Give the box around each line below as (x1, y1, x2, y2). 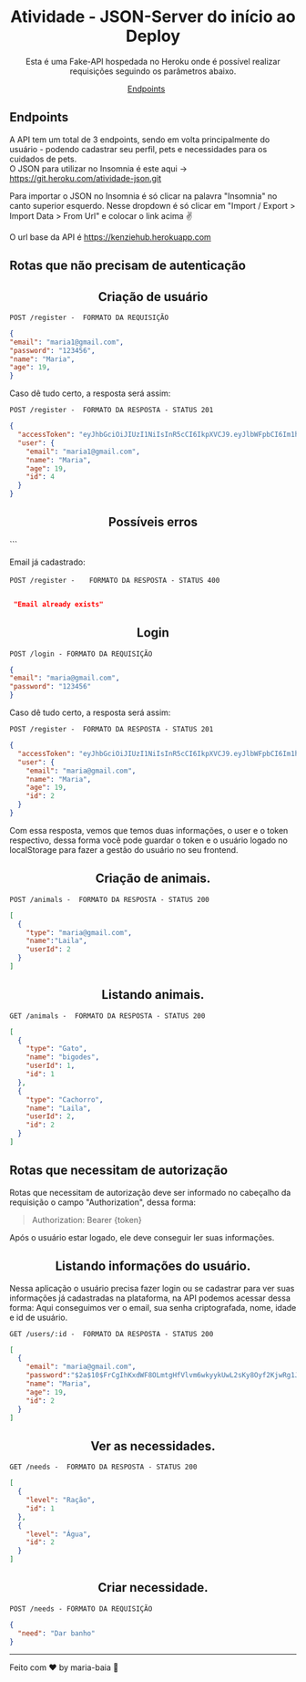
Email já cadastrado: (9, 556, 86, 567)
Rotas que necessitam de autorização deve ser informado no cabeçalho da (9, 1187, 291, 1198)
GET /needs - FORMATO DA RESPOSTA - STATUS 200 (9, 1462, 198, 1472)
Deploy (126, 26, 180, 47)
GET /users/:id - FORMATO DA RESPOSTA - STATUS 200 (9, 1329, 214, 1338)
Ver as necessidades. (90, 1438, 216, 1454)
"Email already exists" (13, 599, 104, 608)
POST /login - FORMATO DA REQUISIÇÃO (9, 649, 153, 659)
